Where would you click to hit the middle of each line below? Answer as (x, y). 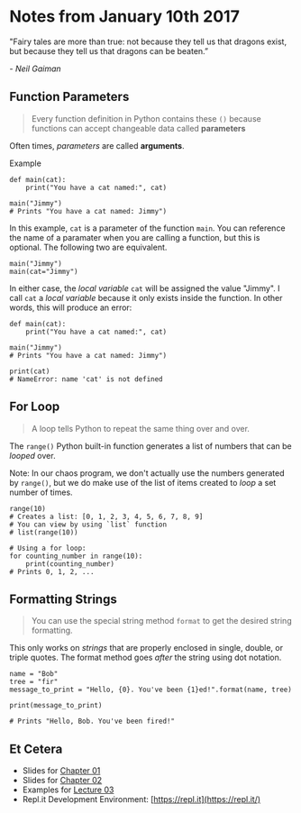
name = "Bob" (34, 674)
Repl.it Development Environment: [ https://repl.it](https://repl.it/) (141, 799)
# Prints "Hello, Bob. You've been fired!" (92, 722)
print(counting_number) (70, 564)
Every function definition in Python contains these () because (146, 118)
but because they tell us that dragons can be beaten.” (109, 50)
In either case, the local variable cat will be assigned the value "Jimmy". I (145, 288)
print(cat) (30, 371)
